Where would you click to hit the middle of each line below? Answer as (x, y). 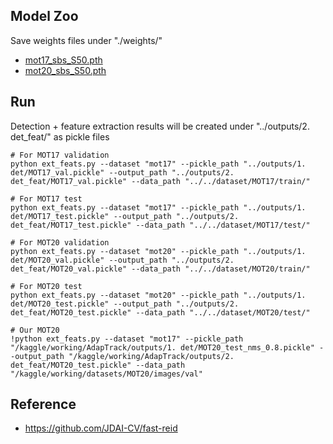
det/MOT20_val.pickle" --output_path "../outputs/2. (122, 260)
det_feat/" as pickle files (60, 136)
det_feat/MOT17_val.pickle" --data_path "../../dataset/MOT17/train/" (160, 181)
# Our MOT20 (35, 330)
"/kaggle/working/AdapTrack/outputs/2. (151, 356)
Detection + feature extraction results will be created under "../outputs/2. (160, 126)
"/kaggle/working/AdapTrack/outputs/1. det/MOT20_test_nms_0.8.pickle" (162, 347)
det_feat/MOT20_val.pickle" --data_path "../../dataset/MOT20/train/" (160, 269)
